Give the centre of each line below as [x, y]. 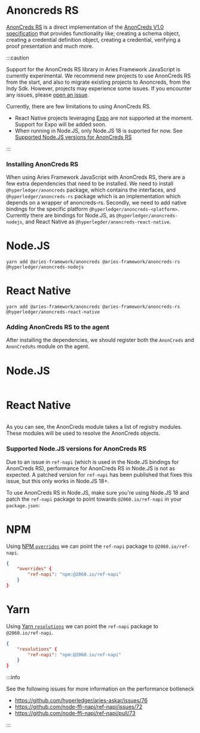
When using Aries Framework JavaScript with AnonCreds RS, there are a [96, 177]
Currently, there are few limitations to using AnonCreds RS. [79, 106]
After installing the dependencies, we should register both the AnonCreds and [100, 340]
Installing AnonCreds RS [42, 164]
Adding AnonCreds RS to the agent [58, 327]
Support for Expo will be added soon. [61, 124]
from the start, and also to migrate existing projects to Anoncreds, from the [98, 82]
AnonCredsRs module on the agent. [48, 346]
